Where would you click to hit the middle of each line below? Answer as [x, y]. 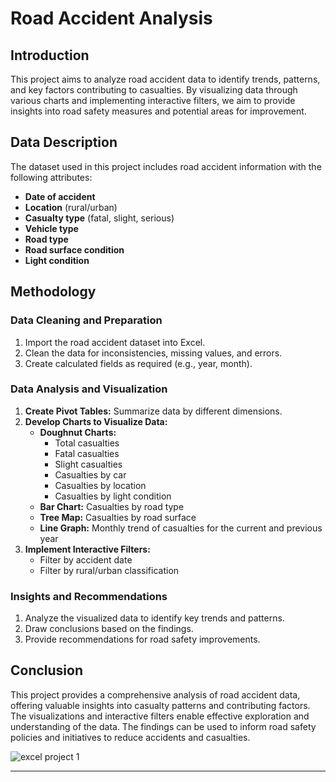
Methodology [53, 292]
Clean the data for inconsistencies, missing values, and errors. [153, 353]
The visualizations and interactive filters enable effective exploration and [160, 716]
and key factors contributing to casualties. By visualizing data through [154, 90]
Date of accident [60, 196]
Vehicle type [51, 228]
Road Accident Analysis [111, 18]
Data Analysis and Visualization [89, 389]
